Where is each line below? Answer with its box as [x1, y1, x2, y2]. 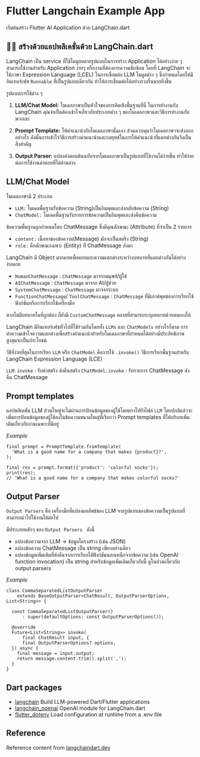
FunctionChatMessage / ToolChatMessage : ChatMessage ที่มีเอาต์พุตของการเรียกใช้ [14, 293, 194, 300]
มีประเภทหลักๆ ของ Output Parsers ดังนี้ [6, 526, 95, 533]
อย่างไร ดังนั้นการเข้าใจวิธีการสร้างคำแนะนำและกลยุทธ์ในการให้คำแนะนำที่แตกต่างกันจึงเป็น [14, 133, 192, 141]
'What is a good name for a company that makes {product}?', [11, 449, 167, 455]
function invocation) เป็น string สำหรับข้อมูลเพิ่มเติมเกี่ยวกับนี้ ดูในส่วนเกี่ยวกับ [14, 558, 180, 565]
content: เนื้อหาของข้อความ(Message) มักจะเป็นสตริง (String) [14, 235, 149, 242]
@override [11, 624, 36, 630]
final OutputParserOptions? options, [21, 640, 116, 646]
